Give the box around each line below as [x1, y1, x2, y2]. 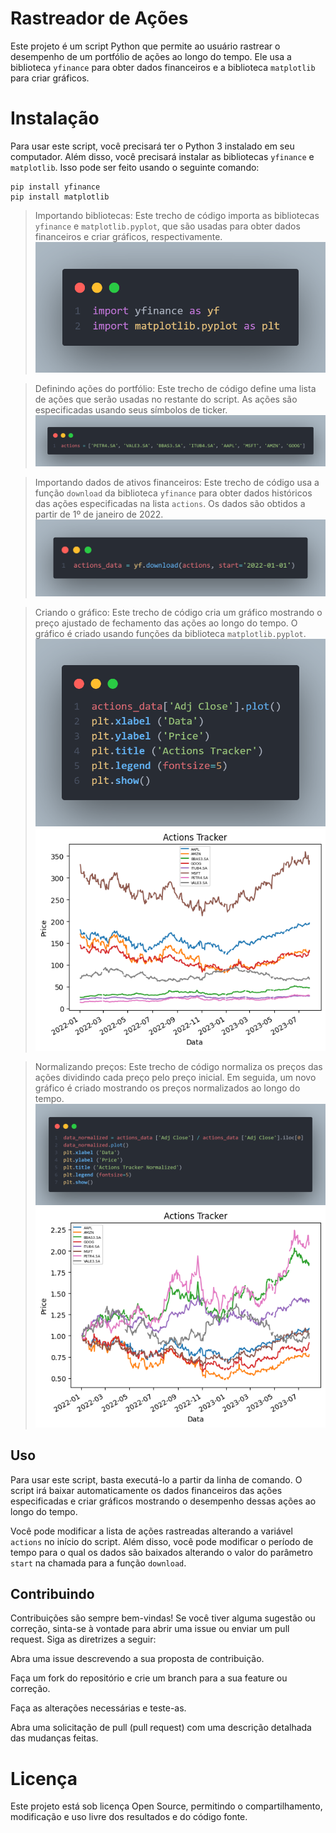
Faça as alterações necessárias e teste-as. [10, 1702, 187, 1714]
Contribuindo [10, 1586, 95, 1603]
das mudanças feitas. [10, 1732, 99, 1744]
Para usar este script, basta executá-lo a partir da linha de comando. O [10, 1473, 303, 1486]
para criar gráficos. [10, 72, 90, 84]
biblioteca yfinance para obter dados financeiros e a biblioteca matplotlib [10, 61, 316, 73]
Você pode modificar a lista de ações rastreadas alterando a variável [10, 1525, 293, 1537]
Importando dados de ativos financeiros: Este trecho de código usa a [34, 477, 320, 489]
